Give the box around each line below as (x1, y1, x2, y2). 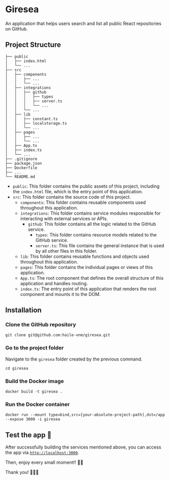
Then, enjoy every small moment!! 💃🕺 (5, 459, 83, 466)
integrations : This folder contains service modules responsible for (20, 210, 161, 216)
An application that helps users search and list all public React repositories (5, 20, 162, 26)
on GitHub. (5, 25, 28, 32)
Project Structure (5, 41, 61, 49)
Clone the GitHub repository (5, 321, 76, 328)
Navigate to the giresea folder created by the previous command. (5, 356, 143, 362)
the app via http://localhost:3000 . (5, 449, 79, 456)
